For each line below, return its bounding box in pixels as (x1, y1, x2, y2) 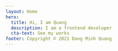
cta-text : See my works (11, 30, 69, 36)
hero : (5, 14, 19, 20)
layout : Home (5, 8, 38, 15)
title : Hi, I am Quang (11, 19, 67, 25)
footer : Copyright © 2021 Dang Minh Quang (5, 36, 112, 42)
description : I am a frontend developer (11, 25, 112, 31)
